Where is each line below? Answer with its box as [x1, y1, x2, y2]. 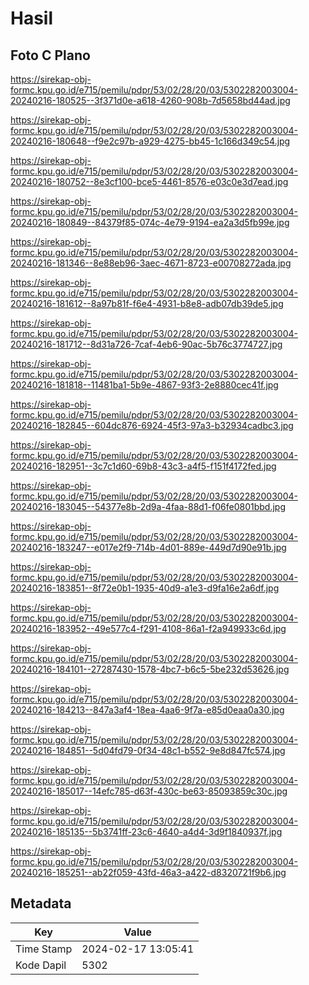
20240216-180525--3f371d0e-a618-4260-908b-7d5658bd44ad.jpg [10, 95, 291, 106]
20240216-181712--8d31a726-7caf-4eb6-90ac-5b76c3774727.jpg [10, 338, 283, 350]
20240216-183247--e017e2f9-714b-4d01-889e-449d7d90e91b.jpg [10, 542, 287, 553]
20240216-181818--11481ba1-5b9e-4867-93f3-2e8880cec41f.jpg [10, 379, 279, 391]
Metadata [10, 895, 72, 912]
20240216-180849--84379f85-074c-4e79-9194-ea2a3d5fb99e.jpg [10, 217, 290, 228]
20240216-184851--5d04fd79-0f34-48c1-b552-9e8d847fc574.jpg [10, 745, 286, 756]
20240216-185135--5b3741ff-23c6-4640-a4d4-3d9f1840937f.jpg [10, 826, 283, 837]
